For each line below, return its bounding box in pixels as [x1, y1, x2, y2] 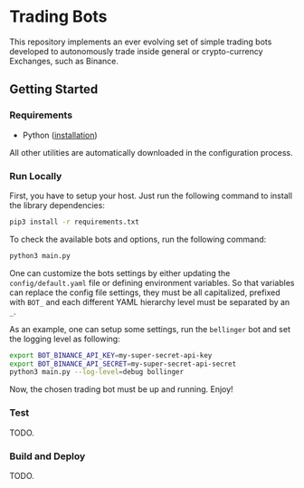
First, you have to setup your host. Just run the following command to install [9, 190, 292, 201]
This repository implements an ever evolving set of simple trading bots [9, 36, 272, 47]
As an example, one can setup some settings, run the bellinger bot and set [9, 323, 291, 334]
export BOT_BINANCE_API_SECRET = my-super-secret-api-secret [9, 359, 237, 368]
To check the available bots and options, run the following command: [9, 234, 267, 244]
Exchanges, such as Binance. [9, 55, 119, 66]
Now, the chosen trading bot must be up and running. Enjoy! [9, 384, 233, 395]
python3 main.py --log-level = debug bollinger [9, 368, 184, 377]
